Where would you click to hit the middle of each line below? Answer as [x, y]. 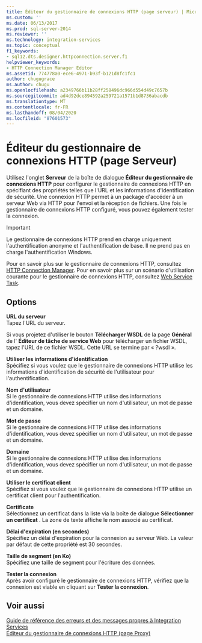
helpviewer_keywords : [33, 62]
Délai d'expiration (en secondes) [48, 532]
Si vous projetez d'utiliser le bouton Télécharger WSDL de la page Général [99, 334]
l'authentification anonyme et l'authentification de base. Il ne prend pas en [98, 246]
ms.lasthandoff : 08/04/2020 [41, 113]
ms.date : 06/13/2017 [32, 23]
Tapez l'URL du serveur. [36, 323]
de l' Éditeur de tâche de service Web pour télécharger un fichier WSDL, [97, 341]
